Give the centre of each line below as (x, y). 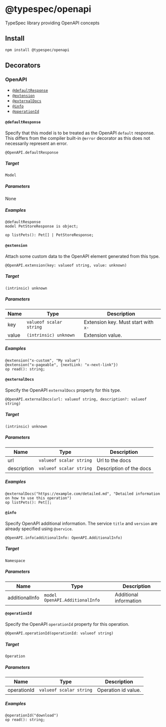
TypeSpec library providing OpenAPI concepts (52, 23)
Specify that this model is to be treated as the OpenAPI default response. (80, 133)
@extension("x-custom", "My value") (43, 361)
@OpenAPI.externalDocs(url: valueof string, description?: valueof (76, 399)
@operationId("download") (32, 715)
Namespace (15, 561)
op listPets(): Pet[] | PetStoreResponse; (49, 235)
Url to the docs (114, 460)
